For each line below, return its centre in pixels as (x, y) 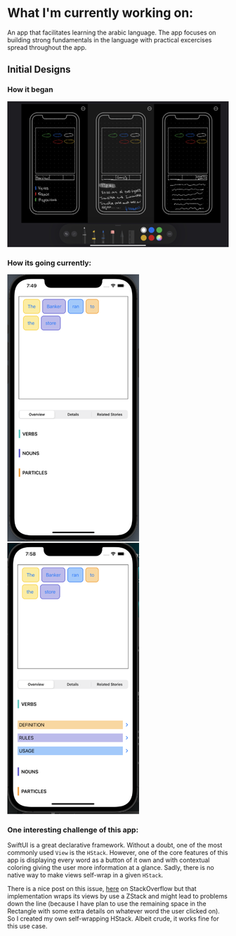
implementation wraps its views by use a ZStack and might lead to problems (118, 897)
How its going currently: (50, 263)
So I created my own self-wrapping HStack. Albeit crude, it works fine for (113, 919)
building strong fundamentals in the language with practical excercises (110, 39)
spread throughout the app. (47, 47)
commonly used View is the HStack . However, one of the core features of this (118, 853)
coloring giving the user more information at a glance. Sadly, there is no (111, 868)
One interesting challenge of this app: (73, 830)
